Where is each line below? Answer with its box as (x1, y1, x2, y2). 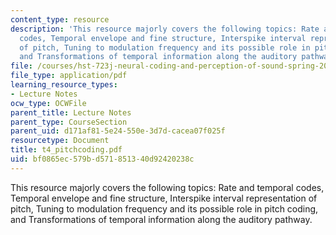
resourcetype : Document (10, 136, 110, 146)
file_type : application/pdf (10, 71, 128, 81)
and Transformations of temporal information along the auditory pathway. (10, 213, 313, 225)
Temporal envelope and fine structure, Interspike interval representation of (10, 192, 318, 204)
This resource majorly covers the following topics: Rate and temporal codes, (10, 181, 325, 193)
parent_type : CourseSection (10, 117, 128, 127)
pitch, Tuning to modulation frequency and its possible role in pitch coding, (10, 202, 319, 215)
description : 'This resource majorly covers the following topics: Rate (10, 24, 320, 34)
